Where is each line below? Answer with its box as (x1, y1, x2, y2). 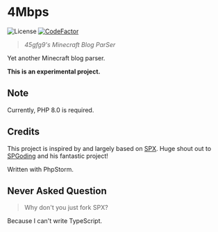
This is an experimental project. (7, 67, 101, 75)
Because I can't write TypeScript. (7, 217, 103, 225)
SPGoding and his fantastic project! (7, 152, 109, 160)
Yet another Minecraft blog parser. (7, 53, 106, 62)
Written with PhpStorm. (7, 165, 74, 173)
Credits (7, 126, 40, 138)
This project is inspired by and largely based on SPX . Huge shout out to (7, 144, 212, 152)
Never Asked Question (7, 185, 108, 197)
